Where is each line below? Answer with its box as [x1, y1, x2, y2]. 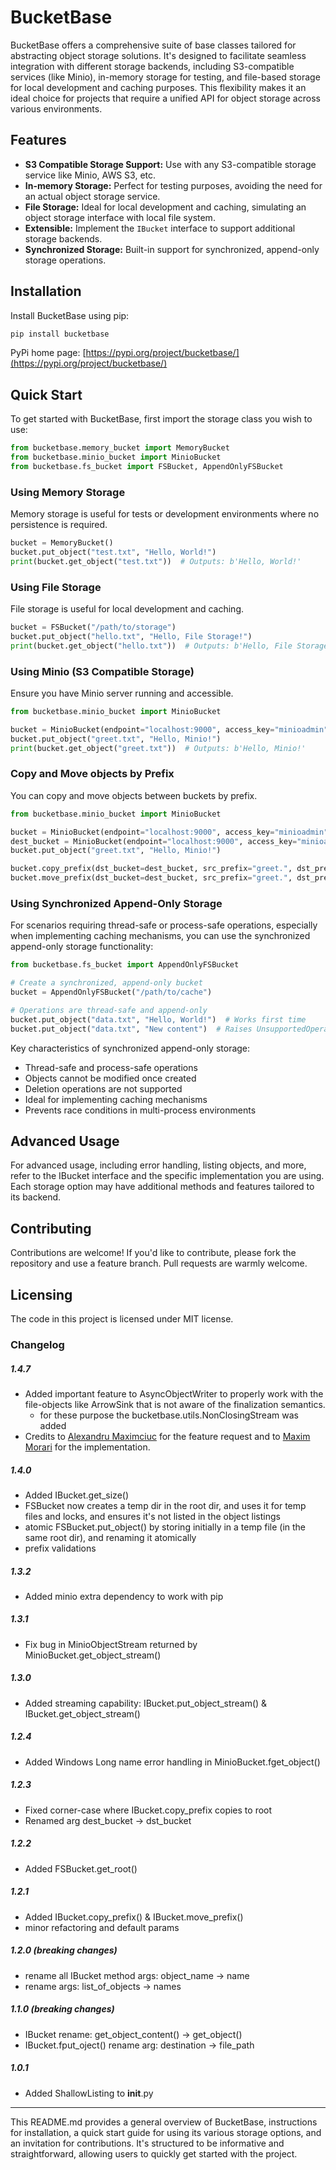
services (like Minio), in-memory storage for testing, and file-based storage [10, 71, 321, 83]
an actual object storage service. [24, 190, 161, 202]
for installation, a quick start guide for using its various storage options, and [10, 2126, 322, 2138]
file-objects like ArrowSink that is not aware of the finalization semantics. [24, 1398, 326, 1410]
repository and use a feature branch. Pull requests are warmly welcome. [10, 1257, 308, 1270]
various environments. [10, 102, 103, 115]
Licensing [10, 1286, 73, 1303]
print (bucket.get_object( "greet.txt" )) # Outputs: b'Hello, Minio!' [10, 743, 307, 753]
